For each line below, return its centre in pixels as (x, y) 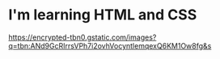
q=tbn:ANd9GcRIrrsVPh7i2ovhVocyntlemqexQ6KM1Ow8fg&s (110, 45)
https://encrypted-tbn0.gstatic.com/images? (82, 37)
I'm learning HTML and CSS (103, 15)
